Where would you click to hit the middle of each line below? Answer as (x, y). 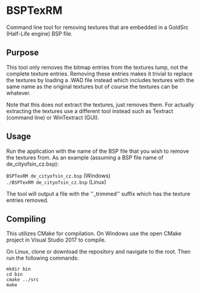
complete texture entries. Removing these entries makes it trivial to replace (99, 74)
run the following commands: (43, 258)
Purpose (23, 53)
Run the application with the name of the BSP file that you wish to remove (98, 151)
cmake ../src (23, 280)
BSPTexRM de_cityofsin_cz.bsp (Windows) (58, 175)
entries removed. (27, 200)
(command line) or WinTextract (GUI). (53, 117)
